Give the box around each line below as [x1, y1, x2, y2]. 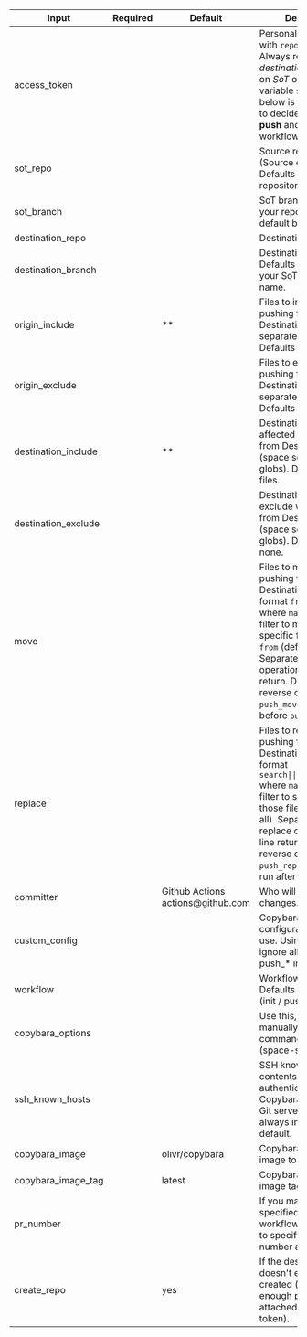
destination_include [14, 445, 99, 458]
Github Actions [161, 886, 226, 897]
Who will [259, 886, 297, 897]
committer [14, 891, 58, 903]
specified [259, 1206, 300, 1218]
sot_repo [14, 162, 52, 175]
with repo [259, 38, 300, 51]
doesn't [259, 1267, 292, 1279]
